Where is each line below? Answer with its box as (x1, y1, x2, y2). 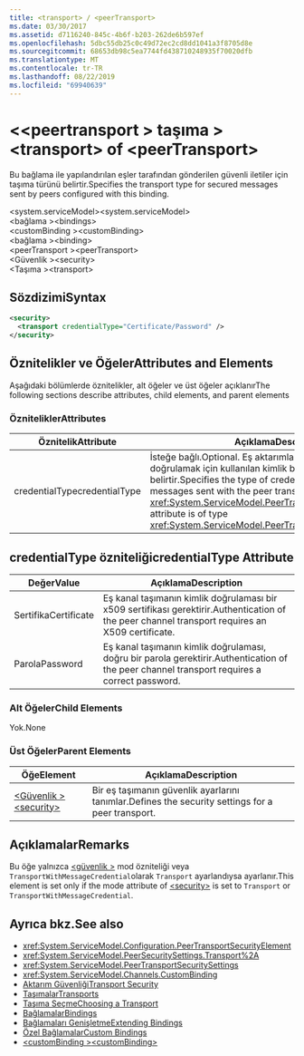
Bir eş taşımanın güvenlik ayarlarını (91, 783, 240, 796)
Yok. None (9, 722, 46, 733)
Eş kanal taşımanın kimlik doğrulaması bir (102, 591, 278, 604)
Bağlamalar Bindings (22, 1008, 98, 1019)
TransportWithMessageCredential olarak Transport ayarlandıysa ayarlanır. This (9, 871, 294, 882)
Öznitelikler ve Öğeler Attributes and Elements (9, 355, 273, 372)
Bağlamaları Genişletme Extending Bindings (22, 1017, 183, 1029)
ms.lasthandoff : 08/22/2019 (9, 73, 116, 82)
